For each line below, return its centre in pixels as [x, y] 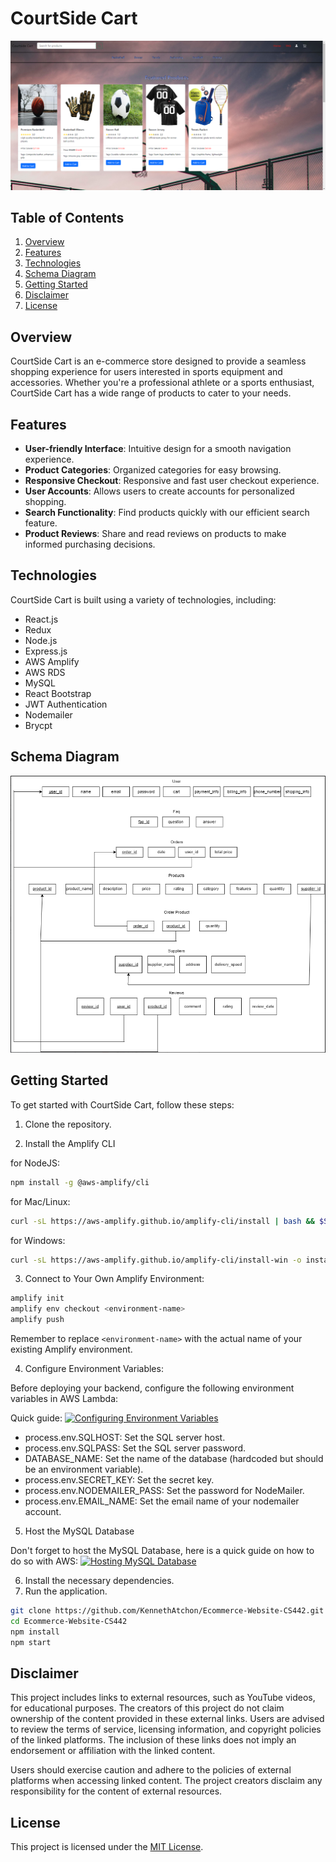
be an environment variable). [84, 1469]
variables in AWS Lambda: [64, 1399]
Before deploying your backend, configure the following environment [152, 1388]
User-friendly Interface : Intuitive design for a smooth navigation [158, 449]
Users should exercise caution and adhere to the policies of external [151, 1770]
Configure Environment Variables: [94, 1369]
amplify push [37, 1320]
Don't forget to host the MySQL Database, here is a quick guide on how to [162, 1551]
